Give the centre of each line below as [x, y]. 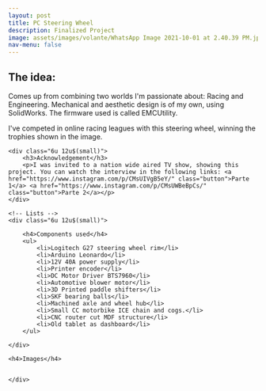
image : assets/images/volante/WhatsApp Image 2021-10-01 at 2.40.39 [123, 38]
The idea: [32, 77]
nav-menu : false [35, 45]
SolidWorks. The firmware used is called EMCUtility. [93, 112]
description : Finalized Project [61, 30]
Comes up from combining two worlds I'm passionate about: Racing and [126, 96]
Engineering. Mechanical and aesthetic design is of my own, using [116, 104]
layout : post [30, 15]
